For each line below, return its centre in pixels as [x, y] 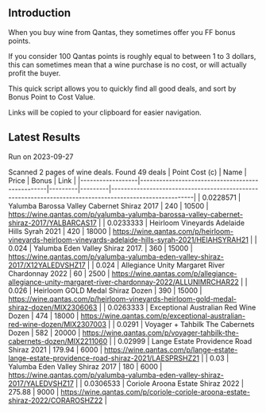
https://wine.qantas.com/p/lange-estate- [171, 349]
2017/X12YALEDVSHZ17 [47, 265]
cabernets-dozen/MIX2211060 [58, 341]
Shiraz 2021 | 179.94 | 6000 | [56, 349]
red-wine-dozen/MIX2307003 [58, 324]
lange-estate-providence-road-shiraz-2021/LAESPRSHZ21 [104, 358]
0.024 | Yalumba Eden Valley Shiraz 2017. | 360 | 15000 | [100, 248]
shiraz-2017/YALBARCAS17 [53, 223]
